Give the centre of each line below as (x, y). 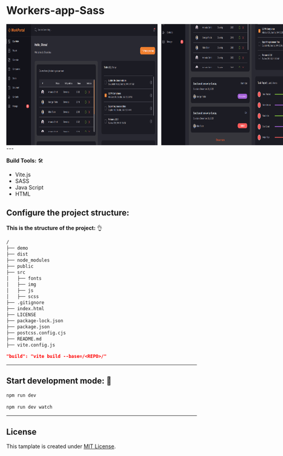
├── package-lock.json (35, 321)
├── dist (17, 254)
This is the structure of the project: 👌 (54, 228)
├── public (20, 266)
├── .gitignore (25, 302)
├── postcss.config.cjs (36, 333)
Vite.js (23, 174)
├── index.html (25, 309)
